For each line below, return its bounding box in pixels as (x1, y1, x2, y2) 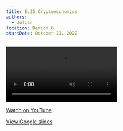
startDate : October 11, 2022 (6, 31, 78, 36)
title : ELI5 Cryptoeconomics (6, 8, 78, 15)
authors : (6, 14, 28, 20)
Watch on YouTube (6, 107, 52, 114)
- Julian (11, 19, 33, 25)
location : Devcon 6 (6, 25, 54, 31)
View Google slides (6, 118, 53, 125)
